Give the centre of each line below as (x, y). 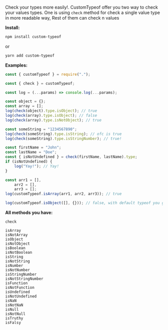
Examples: (16, 65)
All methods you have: (29, 212)
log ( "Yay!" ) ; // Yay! (36, 166)
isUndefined (17, 292)
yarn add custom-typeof (30, 55)
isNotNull (15, 314)
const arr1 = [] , (23, 180)
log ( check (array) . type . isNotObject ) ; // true (53, 120)
